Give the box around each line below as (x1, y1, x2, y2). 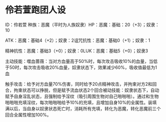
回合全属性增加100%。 (5, 112, 52, 118)
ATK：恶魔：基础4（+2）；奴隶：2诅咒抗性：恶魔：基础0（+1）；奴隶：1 (5, 37, 151, 43)
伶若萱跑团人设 (5, 4, 66, 16)
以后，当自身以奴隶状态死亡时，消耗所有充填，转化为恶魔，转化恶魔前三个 (9, 105, 161, 111)
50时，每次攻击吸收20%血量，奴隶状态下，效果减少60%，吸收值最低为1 (9, 64, 157, 70)
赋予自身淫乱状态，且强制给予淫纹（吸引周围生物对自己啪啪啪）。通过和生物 (5, 93, 159, 99)
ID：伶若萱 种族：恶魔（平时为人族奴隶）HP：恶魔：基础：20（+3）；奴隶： (5, 22, 160, 28)
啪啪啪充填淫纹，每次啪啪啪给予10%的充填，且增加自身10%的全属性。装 (5, 99, 153, 105)
